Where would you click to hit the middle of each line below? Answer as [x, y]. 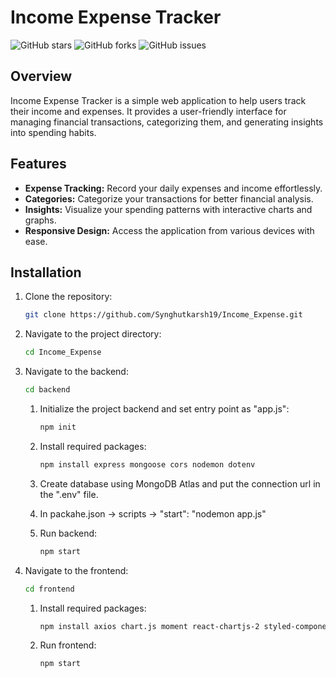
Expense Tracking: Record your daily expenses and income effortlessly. [173, 188]
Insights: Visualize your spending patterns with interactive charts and [168, 209]
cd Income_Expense [63, 352]
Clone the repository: [68, 297]
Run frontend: [68, 645]
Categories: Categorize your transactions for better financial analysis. [169, 198]
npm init [58, 427]
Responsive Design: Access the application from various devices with [169, 230]
